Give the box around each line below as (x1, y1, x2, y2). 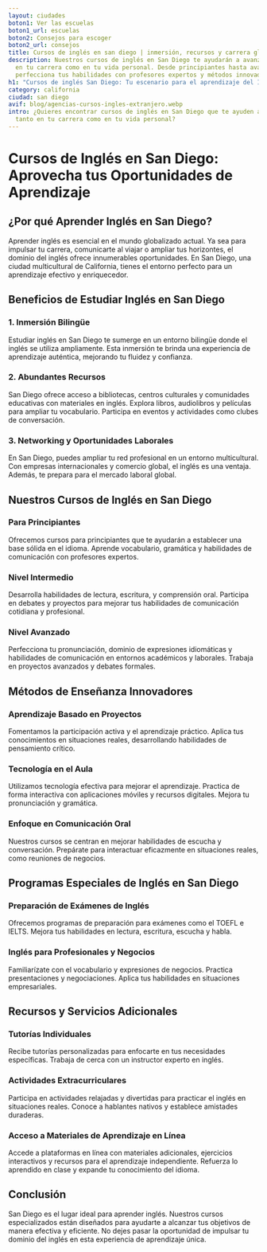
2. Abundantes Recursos (8, 372, 106, 383)
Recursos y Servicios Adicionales (8, 1004, 178, 1019)
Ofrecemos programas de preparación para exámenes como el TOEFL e (8, 919, 245, 928)
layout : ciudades (8, 11, 66, 20)
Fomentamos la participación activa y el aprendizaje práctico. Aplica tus (8, 727, 244, 736)
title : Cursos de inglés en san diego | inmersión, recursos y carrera (8, 49, 250, 57)
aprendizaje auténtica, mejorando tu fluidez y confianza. (8, 352, 193, 361)
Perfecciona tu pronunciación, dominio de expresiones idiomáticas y (8, 645, 233, 654)
